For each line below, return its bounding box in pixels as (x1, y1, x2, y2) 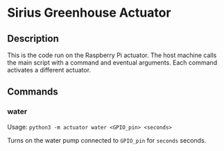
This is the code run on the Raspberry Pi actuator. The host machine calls (7, 51, 217, 59)
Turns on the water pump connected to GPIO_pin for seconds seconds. (7, 136, 207, 144)
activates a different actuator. (7, 66, 92, 74)
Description (7, 33, 59, 45)
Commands (7, 86, 59, 98)
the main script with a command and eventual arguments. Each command (7, 58, 217, 67)
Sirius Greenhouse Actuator (7, 5, 171, 21)
